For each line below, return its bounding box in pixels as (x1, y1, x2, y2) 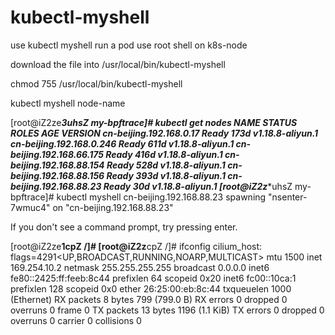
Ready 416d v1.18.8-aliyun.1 (105, 148, 223, 160)
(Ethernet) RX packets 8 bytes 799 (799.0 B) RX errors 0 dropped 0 (10, 293, 288, 305)
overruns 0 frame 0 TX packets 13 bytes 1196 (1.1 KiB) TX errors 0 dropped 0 (10, 304, 325, 316)
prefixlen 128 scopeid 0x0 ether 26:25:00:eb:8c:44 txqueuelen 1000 (10, 282, 292, 295)
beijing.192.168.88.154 (10, 159, 105, 171)
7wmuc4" (10, 201, 51, 213)
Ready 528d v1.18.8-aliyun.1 (106, 159, 226, 171)
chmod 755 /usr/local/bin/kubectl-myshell (10, 77, 183, 90)
